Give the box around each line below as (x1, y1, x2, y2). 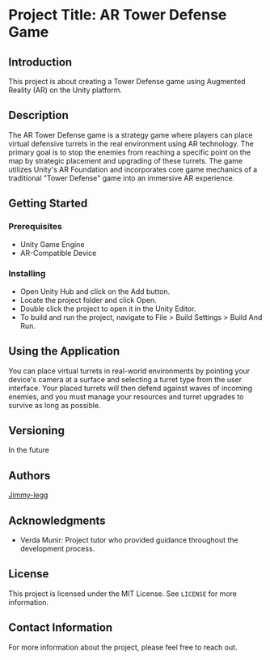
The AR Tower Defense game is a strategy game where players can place (8, 130, 253, 139)
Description (8, 109, 69, 122)
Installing (8, 268, 46, 279)
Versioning (8, 424, 65, 437)
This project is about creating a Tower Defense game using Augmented (8, 77, 246, 86)
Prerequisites (8, 221, 62, 232)
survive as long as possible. (8, 400, 101, 410)
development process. (19, 544, 95, 554)
